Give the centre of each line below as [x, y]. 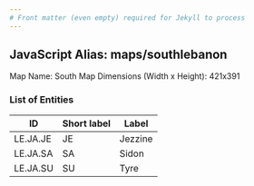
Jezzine [136, 139]
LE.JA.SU [34, 168]
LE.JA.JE [33, 139]
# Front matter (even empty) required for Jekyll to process [127, 18]
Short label [87, 123]
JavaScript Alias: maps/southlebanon [118, 55]
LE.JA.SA [34, 153]
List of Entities [42, 100]
